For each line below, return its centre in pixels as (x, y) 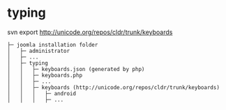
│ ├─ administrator (39, 51)
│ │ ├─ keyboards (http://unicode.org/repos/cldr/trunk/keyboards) (113, 87)
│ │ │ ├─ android (42, 93)
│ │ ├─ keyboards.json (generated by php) (76, 69)
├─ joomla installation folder (53, 45)
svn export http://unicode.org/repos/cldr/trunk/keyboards (90, 32)
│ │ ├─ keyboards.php (45, 75)
